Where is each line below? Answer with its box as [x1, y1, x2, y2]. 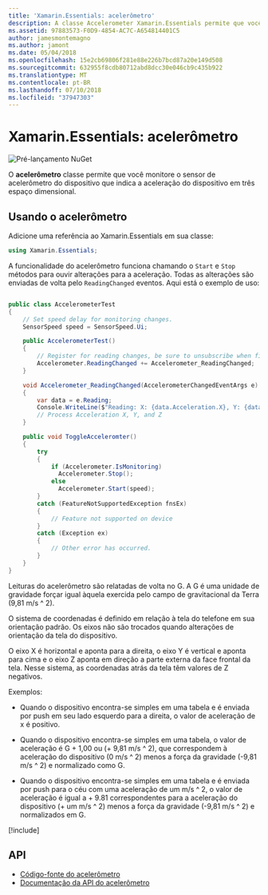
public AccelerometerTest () [22, 337, 116, 345]
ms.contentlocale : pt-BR [8, 78, 91, 86]
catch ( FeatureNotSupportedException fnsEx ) [37, 499, 187, 507]
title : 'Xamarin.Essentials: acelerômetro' [8, 11, 156, 20]
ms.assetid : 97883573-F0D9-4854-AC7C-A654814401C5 [8, 26, 180, 34]
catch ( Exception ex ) [37, 529, 109, 538]
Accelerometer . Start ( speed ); [58, 485, 156, 493]
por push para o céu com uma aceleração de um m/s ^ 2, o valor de [19, 784, 243, 794]
